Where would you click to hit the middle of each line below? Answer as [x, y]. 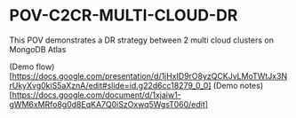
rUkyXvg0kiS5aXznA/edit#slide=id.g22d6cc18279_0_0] [110, 85]
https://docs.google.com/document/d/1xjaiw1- [97, 95]
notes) [252, 85]
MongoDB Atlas [38, 49]
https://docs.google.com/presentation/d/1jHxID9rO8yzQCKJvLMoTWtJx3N [149, 75]
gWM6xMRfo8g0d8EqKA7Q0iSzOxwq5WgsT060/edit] [109, 104]
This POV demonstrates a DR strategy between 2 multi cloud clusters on [141, 40]
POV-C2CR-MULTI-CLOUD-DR [124, 16]
